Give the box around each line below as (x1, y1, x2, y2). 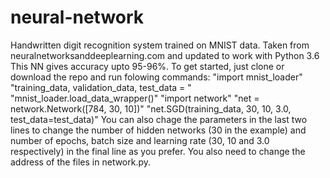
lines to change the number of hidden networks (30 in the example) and (10, 124, 307, 136)
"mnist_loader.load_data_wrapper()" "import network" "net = (10, 92, 260, 104)
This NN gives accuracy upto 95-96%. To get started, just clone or (10, 60, 285, 72)
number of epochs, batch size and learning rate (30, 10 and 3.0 (10, 134, 270, 146)
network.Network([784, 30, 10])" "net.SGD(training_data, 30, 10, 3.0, (10, 102, 292, 115)
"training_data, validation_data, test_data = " (10, 81, 192, 93)
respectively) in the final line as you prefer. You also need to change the (10, 145, 306, 157)
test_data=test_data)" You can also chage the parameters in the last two (10, 113, 308, 125)
